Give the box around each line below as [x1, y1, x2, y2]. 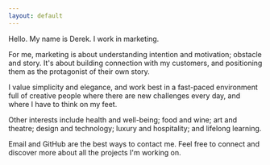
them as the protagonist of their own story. [8, 66, 151, 76]
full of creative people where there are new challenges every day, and [8, 90, 241, 101]
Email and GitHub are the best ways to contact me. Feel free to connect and [8, 138, 260, 149]
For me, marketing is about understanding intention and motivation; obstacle [8, 49, 262, 59]
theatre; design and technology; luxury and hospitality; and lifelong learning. [8, 123, 262, 133]
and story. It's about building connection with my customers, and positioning [8, 58, 263, 68]
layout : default [8, 11, 63, 20]
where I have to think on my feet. [8, 99, 118, 109]
